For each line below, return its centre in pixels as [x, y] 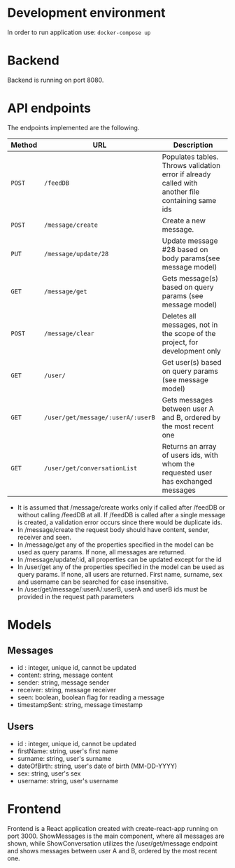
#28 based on [185, 249]
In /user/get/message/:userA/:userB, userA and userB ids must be [112, 589]
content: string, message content [65, 675]
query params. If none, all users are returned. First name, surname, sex [120, 574]
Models [29, 625]
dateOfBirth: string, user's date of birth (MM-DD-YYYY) [97, 766]
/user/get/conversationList [91, 468]
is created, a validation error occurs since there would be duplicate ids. [120, 522]
